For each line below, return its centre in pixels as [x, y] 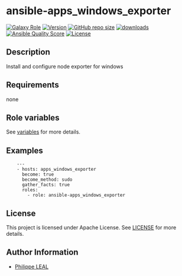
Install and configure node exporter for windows [65, 66]
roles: [30, 190]
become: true [38, 175]
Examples [25, 150]
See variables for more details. [43, 132]
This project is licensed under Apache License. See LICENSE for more [91, 228]
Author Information [42, 252]
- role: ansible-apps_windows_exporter [77, 195]
